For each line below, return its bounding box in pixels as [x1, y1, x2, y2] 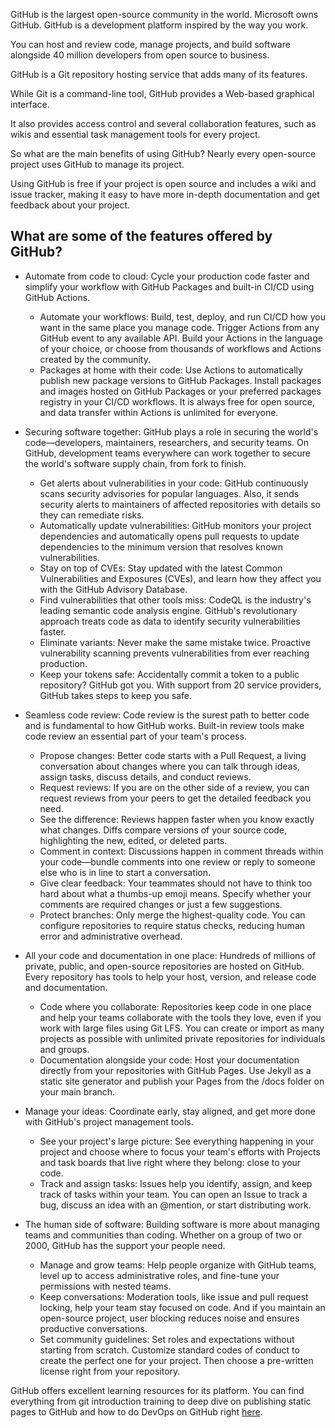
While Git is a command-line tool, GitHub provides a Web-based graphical [10, 88, 315, 99]
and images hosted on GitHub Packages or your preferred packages [39, 385, 322, 397]
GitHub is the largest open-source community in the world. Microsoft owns [10, 9, 319, 20]
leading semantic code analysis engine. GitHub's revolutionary [39, 604, 298, 616]
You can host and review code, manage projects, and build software [10, 39, 291, 50]
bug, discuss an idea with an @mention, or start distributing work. [39, 1199, 312, 1211]
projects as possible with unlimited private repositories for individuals [39, 1032, 326, 1044]
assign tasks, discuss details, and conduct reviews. [39, 770, 252, 783]
